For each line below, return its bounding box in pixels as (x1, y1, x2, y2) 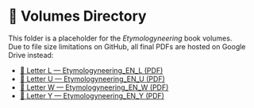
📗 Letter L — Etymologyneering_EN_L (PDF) (19, 65, 164, 75)
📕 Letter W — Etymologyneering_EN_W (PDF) (19, 83, 169, 92)
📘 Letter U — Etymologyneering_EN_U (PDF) (19, 74, 165, 83)
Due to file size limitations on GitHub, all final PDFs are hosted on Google (8, 41, 246, 51)
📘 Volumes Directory (8, 7, 147, 25)
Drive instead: (8, 50, 54, 60)
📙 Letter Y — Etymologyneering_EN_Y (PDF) (19, 91, 165, 100)
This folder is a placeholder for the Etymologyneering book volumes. (8, 33, 233, 43)
